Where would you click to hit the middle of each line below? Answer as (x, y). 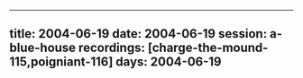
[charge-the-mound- (208, 48)
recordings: (112, 48)
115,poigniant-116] (61, 62)
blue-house (43, 48)
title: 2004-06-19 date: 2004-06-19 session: (138, 34)
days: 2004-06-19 (169, 62)
